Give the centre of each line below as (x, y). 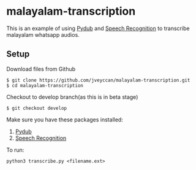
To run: (15, 150)
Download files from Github (41, 69)
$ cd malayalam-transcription (45, 85)
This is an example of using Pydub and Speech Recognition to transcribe (98, 28)
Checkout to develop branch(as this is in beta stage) (72, 97)
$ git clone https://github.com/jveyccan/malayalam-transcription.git (98, 80)
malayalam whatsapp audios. (43, 34)
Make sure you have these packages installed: (65, 119)
